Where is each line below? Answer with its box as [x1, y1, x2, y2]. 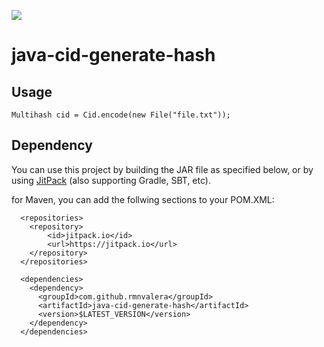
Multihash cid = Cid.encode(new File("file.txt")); [11, 110, 231, 120]
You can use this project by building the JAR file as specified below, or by [11, 163, 314, 175]
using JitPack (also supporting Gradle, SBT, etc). [11, 174, 211, 186]
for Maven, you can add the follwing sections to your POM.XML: [11, 193, 275, 205]
